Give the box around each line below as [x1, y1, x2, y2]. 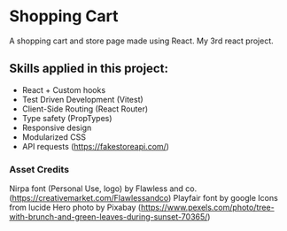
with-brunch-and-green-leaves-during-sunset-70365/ [9, 212, 208, 222]
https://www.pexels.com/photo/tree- [140, 202, 275, 213]
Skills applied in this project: [9, 61, 168, 76]
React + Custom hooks [21, 84, 106, 95]
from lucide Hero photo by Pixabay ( [9, 202, 142, 213]
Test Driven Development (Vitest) [21, 94, 143, 104]
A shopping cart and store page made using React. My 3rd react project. [9, 35, 275, 46]
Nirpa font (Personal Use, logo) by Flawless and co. [9, 183, 198, 194]
